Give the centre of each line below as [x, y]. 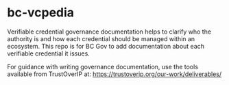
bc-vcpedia [40, 13]
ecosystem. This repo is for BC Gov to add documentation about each [106, 46]
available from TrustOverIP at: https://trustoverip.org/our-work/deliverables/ [114, 74]
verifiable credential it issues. [49, 53]
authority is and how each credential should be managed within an [101, 38]
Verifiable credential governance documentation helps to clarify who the [109, 32]
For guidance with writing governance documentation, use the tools [103, 66]
